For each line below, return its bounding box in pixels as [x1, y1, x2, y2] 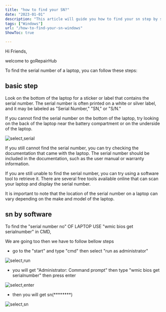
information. [5, 161, 30, 167]
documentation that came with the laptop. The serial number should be [5, 150, 150, 156]
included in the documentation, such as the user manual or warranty [5, 155, 144, 161]
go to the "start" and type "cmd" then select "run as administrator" [12, 248, 148, 253]
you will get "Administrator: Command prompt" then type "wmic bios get [12, 267, 160, 273]
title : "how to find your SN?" [5, 7, 70, 12]
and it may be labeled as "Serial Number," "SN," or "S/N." [5, 105, 121, 112]
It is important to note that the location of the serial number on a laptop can [5, 190, 158, 196]
